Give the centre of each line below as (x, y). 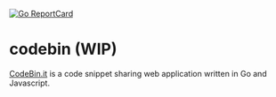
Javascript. (30, 83)
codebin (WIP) (63, 49)
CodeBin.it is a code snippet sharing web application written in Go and (138, 73)
